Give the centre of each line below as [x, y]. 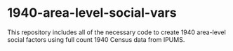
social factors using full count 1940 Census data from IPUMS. [96, 39]
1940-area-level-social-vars [92, 13]
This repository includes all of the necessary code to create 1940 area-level [116, 32]
